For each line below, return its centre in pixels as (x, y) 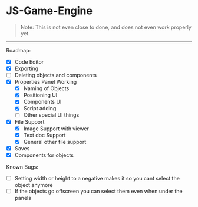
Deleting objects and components (56, 75)
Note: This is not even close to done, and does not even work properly (106, 27)
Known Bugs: (22, 167)
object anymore (34, 185)
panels (23, 198)
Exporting (27, 68)
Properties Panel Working (46, 82)
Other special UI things (51, 115)
